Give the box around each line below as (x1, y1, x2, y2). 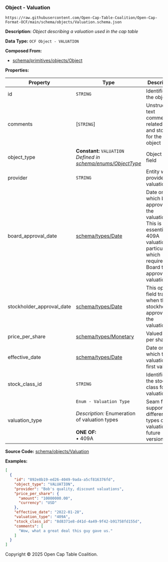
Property (28, 79, 50, 86)
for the (145, 133, 162, 140)
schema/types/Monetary (75, 333, 134, 340)
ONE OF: (75, 429, 96, 436)
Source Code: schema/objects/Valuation (5, 448, 89, 454)
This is (145, 220, 161, 227)
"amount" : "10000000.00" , (18, 495, 72, 501)
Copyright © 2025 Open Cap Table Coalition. (5, 551, 98, 557)
